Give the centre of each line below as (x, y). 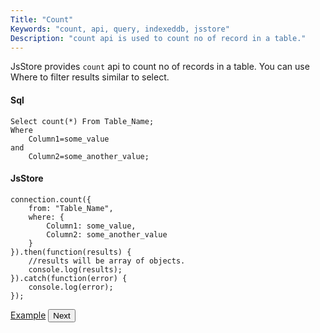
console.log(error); (71, 287)
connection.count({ (51, 199)
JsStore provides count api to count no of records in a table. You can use (160, 67)
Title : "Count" (42, 19)
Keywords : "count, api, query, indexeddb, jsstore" (120, 29)
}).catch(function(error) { (69, 278)
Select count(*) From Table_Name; (82, 121)
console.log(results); (75, 269)
